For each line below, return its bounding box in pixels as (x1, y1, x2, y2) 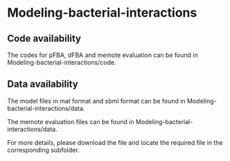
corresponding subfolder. (7, 146, 80, 154)
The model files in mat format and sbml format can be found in (7, 96, 186, 105)
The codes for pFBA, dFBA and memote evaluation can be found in (7, 51, 199, 59)
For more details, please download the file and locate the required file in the (7, 138, 223, 146)
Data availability (7, 78, 78, 90)
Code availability (7, 33, 82, 44)
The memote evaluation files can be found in (7, 117, 134, 126)
